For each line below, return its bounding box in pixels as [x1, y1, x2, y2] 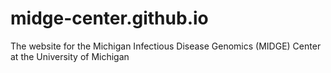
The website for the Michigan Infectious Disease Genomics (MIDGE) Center [10, 40, 322, 52]
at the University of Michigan [10, 50, 130, 62]
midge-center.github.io [10, 7, 209, 30]
